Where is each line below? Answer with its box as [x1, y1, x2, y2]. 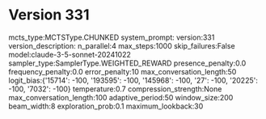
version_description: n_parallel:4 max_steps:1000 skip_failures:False [8, 40, 236, 50]
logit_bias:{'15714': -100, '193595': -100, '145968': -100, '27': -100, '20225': [8, 75, 259, 85]
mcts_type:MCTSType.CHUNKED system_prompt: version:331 [8, 32, 215, 42]
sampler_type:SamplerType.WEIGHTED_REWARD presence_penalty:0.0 [8, 58, 247, 68]
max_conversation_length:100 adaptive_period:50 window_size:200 [8, 92, 234, 102]
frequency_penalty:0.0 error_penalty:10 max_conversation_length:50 [8, 66, 237, 76]
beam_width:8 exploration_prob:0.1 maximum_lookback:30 [8, 101, 204, 111]
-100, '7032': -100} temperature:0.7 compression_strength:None [8, 83, 222, 94]
